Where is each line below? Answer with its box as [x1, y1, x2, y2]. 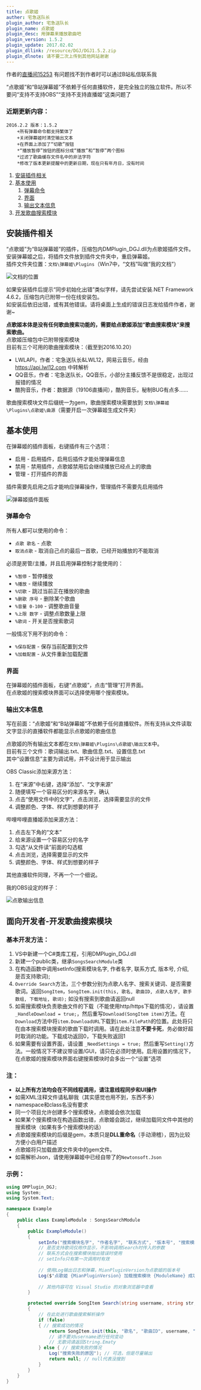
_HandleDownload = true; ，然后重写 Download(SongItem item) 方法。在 [14, 1010, 186, 1017]
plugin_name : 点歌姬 [6, 25, 55, 32]
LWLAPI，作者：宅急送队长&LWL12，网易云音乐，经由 [14, 356, 149, 363]
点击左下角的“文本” [14, 829, 62, 836]
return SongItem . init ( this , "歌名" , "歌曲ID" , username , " [48, 1328, 196, 1334]
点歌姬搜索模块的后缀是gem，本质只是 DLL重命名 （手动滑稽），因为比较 [14, 1131, 190, 1138]
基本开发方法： [6, 935, 50, 944]
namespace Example [6, 1206, 52, 1212]
